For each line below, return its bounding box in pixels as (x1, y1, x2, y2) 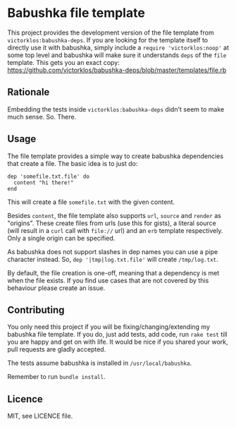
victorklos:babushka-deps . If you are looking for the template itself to (7, 35, 209, 44)
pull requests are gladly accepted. (7, 345, 106, 354)
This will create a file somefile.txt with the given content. (7, 198, 175, 206)
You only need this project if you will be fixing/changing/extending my (7, 323, 210, 331)
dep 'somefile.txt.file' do (7, 173, 90, 180)
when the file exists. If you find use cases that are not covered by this (7, 276, 209, 284)
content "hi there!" (13, 179, 74, 186)
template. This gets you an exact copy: (7, 58, 120, 66)
